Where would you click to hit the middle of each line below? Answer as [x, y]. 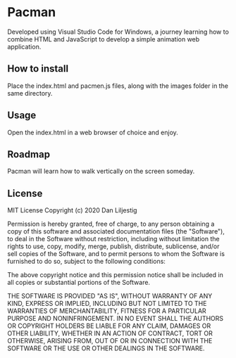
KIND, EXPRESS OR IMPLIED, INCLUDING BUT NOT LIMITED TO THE [107, 304]
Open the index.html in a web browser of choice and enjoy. [93, 132]
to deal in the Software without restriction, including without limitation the [113, 239]
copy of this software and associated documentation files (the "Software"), [116, 231]
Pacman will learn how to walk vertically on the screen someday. [101, 171]
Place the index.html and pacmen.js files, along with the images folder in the [118, 86]
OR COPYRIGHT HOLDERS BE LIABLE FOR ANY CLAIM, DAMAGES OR [109, 326]
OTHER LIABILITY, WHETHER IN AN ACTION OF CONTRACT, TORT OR [110, 333]
